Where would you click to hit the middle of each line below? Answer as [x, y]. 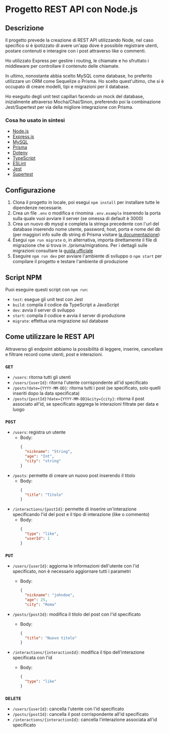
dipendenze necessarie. [38, 208]
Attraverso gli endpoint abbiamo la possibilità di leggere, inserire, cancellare [84, 349]
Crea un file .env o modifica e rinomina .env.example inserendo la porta [87, 213]
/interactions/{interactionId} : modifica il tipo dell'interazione [78, 652]
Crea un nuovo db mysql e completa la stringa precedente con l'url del [86, 224]
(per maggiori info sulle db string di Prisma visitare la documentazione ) [86, 235]
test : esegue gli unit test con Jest [48, 299]
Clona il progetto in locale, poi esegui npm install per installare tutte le [86, 202]
